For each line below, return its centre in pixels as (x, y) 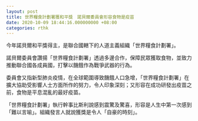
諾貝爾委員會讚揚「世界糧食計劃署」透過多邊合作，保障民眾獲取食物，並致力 (99, 58)
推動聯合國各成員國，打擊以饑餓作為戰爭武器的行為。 (71, 65)
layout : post (22, 11)
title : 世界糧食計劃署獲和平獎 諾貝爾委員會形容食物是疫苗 (70, 17)
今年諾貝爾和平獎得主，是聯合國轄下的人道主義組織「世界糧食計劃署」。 (93, 45)
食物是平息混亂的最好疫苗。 (50, 92)
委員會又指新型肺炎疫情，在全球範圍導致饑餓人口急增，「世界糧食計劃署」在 (98, 78)
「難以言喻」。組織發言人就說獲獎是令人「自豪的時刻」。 (73, 112)
